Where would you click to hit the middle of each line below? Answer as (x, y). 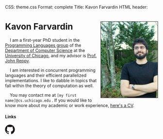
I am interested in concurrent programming (52, 70)
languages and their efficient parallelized (46, 75)
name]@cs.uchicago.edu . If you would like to (49, 100)
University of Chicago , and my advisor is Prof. (51, 55)
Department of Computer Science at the (45, 50)
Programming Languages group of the (43, 45)
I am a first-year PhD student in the (45, 40)
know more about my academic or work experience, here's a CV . (70, 105)
